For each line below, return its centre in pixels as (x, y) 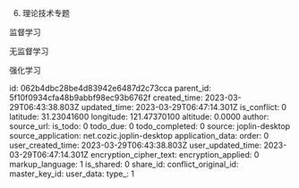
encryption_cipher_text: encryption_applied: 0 (175, 154)
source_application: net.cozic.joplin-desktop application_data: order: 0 (139, 136)
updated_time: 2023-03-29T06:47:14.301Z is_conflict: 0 (184, 107)
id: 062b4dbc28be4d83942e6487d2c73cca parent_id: (111, 88)
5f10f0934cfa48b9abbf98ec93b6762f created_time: (106, 98)
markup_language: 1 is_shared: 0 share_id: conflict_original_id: (124, 164)
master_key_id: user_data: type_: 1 (72, 174)
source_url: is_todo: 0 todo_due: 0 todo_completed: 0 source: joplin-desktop (150, 126)
